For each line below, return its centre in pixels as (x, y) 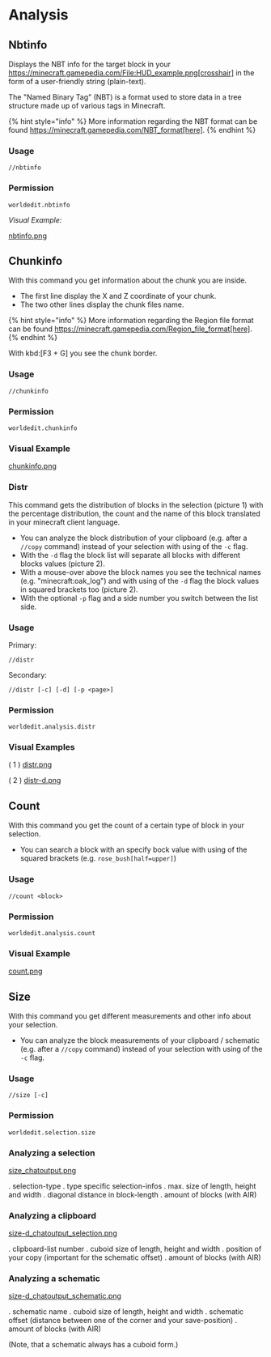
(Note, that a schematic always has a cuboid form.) (93, 1345)
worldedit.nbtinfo (39, 205)
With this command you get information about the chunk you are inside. (128, 280)
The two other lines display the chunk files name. (102, 304)
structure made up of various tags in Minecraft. (87, 106)
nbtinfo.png (28, 236)
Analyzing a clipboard (53, 1215)
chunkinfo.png (32, 466)
